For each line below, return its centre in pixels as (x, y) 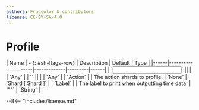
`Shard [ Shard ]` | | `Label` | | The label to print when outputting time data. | (99, 83)
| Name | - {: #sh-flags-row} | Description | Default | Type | (78, 63)
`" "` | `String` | (23, 90)
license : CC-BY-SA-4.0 (34, 17)
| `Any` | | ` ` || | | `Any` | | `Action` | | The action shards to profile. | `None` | (97, 77)
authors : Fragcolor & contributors (50, 12)
